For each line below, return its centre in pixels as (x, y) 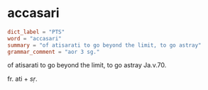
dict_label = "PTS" (36, 32)
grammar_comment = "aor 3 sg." (54, 52)
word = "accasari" (34, 38)
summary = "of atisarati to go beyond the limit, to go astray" (104, 45)
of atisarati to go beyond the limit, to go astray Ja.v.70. (87, 65)
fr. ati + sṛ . (22, 79)
